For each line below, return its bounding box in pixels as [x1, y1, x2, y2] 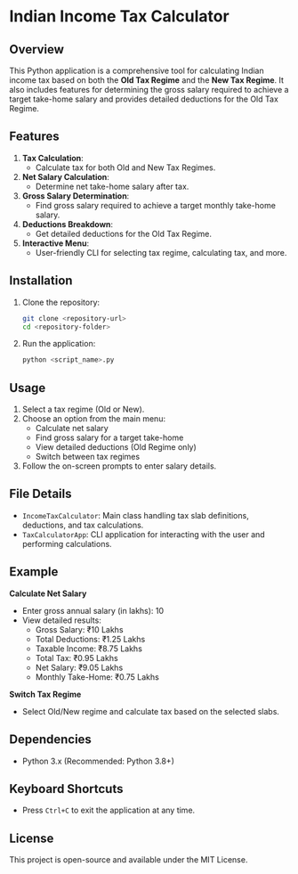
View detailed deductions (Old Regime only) [35, 442, 197, 453]
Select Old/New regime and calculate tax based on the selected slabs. [21, 706, 280, 716]
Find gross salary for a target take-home [35, 432, 184, 443]
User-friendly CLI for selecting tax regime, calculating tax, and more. [35, 247, 287, 257]
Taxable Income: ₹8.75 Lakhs [35, 643, 142, 654]
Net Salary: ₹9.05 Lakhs [35, 662, 124, 673]
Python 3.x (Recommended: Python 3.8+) [21, 756, 175, 766]
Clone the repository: [21, 297, 101, 307]
